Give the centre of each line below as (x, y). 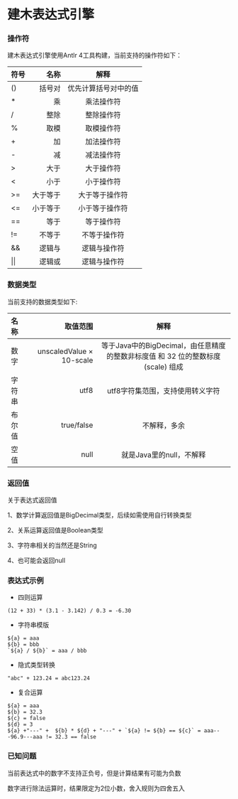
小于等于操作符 (103, 208)
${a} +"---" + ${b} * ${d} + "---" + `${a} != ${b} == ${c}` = (104, 731)
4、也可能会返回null (36, 561)
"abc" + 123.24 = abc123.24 (49, 679)
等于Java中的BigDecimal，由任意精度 (164, 345)
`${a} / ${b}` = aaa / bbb (47, 651)
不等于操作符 (103, 235)
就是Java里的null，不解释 (164, 454)
